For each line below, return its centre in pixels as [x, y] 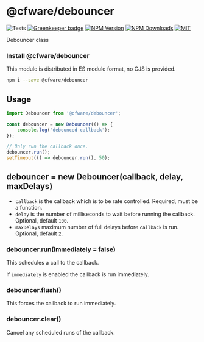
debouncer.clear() [34, 319]
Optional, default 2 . [39, 233]
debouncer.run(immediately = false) [61, 249]
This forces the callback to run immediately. [61, 304]
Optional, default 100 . [42, 220]
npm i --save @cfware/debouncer [47, 80]
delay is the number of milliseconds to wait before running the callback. [105, 214]
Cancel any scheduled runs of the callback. [61, 332]
